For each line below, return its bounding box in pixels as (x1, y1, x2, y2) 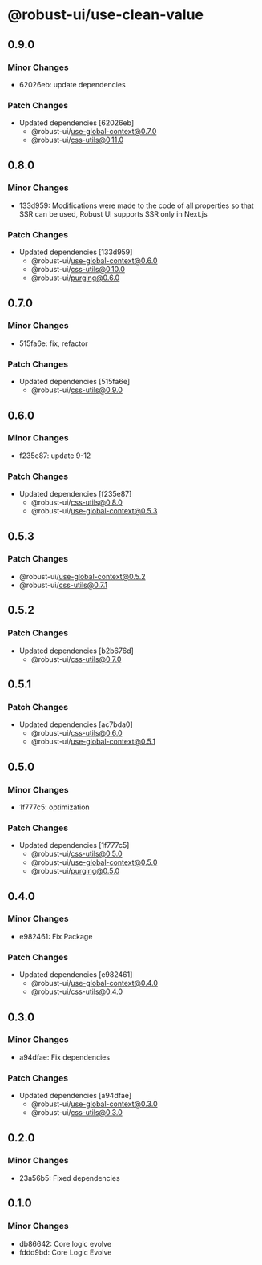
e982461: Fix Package (18, 931, 93, 941)
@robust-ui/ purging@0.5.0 (30, 866, 120, 876)
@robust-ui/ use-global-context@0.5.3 (30, 506, 158, 516)
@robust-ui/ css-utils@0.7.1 (18, 580, 108, 590)
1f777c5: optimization (18, 802, 90, 812)
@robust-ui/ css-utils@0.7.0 (30, 654, 122, 663)
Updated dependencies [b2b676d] (18, 646, 134, 655)
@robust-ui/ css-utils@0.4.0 (30, 987, 123, 996)
